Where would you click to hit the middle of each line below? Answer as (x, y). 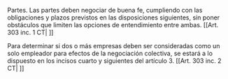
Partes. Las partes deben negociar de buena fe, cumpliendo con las (105, 10)
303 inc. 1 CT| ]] (30, 32)
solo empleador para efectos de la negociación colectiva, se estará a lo (110, 53)
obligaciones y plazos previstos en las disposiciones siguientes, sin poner (114, 17)
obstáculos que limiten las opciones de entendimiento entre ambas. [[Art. (113, 25)
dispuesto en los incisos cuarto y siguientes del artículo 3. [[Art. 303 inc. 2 (114, 61)
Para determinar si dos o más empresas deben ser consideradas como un (114, 46)
